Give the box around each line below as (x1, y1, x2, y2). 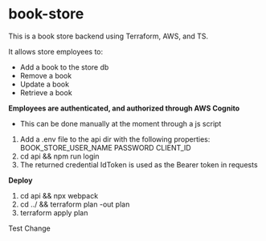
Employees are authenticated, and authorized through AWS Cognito (8, 103, 240, 113)
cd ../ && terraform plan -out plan (19, 199, 130, 209)
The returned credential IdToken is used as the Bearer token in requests (19, 159, 259, 169)
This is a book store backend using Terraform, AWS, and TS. (8, 31, 209, 41)
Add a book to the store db (19, 62, 109, 72)
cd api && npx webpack (19, 191, 99, 200)
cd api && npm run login (19, 151, 100, 161)
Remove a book (19, 70, 72, 80)
